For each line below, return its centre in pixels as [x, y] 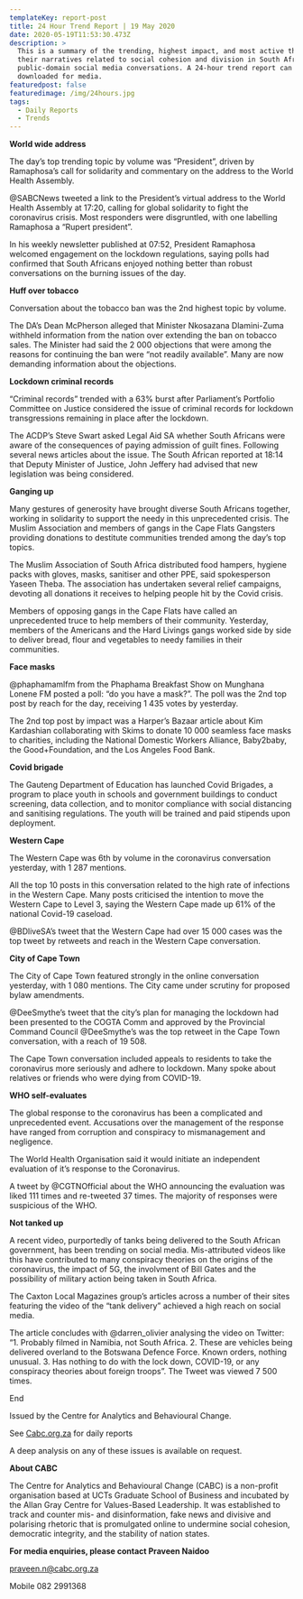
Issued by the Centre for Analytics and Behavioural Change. [120, 1416]
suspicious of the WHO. [53, 1206]
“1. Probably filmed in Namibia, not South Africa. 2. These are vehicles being [151, 1343]
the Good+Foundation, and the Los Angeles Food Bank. [112, 750]
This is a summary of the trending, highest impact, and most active [151, 51]
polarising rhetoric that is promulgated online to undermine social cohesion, [150, 1524]
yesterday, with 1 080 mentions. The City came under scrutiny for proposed [150, 985]
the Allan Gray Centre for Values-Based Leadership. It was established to [145, 1505]
